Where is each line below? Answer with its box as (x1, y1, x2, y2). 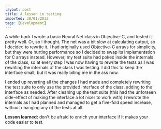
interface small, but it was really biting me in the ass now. (5, 70, 119, 75)
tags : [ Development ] (5, 20, 47, 26)
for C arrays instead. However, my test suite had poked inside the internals (5, 54, 154, 60)
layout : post (5, 7, 31, 12)
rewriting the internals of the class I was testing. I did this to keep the (5, 65, 142, 71)
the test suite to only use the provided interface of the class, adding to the (5, 84, 152, 90)
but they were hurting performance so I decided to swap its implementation (5, 49, 156, 55)
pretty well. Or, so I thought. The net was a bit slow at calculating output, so (5, 39, 156, 45)
